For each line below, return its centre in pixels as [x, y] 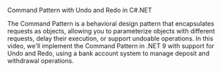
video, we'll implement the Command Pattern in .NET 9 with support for [111, 46]
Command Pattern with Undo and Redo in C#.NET [80, 10]
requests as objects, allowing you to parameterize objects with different [111, 31]
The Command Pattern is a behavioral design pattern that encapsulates [111, 23]
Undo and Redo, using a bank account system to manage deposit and [109, 53]
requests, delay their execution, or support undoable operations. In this [110, 38]
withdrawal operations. [41, 61]
